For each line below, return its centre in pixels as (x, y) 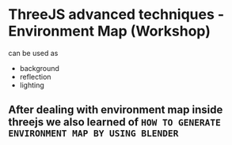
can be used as (33, 53)
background (39, 68)
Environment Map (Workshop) (110, 31)
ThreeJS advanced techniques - (116, 15)
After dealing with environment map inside (116, 110)
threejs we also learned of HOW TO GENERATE (115, 123)
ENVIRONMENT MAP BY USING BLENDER (93, 134)
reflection (35, 76)
